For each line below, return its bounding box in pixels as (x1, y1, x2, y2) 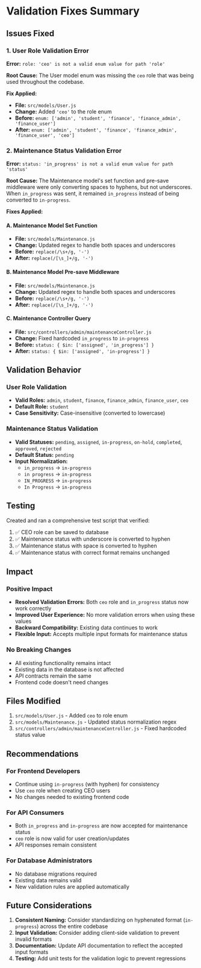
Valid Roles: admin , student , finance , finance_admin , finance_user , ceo (14, 396, 188, 404)
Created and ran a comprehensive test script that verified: (6, 517, 150, 524)
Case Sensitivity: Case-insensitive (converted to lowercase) (14, 409, 165, 417)
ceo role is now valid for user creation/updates (14, 835, 130, 842)
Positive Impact (6, 584, 53, 593)
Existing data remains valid (14, 876, 82, 884)
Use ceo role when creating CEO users (14, 787, 110, 794)
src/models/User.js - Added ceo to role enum (14, 712, 128, 719)
